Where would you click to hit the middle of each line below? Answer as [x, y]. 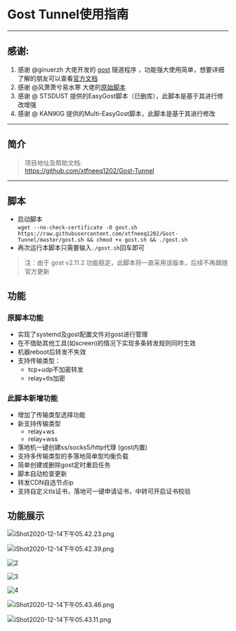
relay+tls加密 [46, 378]
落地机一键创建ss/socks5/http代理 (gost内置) [82, 447]
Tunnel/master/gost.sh [51, 240]
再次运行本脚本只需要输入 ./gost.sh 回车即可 [81, 248]
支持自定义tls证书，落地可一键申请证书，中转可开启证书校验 [104, 491]
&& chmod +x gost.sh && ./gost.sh [137, 240]
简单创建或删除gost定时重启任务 [64, 465]
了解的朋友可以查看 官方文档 [58, 78]
